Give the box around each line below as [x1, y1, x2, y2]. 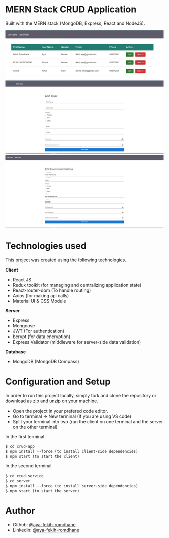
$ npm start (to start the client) [5, 454, 80, 459]
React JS [12, 277, 32, 283]
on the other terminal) [12, 424, 58, 430]
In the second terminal [5, 462, 52, 469]
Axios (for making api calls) [12, 293, 69, 299]
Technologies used [5, 240, 87, 252]
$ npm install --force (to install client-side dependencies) [5, 449, 138, 454]
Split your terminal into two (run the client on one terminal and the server [12, 418, 163, 424]
